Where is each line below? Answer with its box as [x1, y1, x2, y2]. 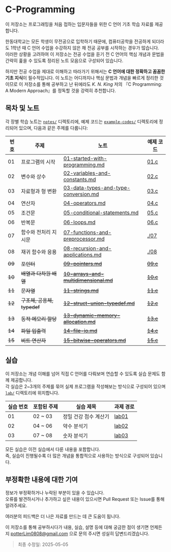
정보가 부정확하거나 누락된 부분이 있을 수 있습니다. [5, 490, 105, 496]
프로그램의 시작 [21, 158, 55, 165]
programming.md [63, 161, 105, 168]
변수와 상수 [21, 173, 46, 180]
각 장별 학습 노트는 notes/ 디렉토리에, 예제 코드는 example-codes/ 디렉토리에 [5, 118, 158, 125]
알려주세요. [5, 502, 27, 509]
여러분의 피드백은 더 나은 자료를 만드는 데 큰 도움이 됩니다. [5, 513, 121, 519]
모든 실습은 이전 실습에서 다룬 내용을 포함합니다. [5, 446, 101, 452]
